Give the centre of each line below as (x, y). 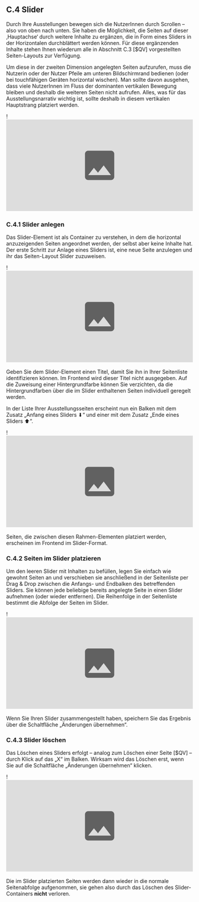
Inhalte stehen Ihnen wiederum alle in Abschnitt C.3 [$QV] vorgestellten (94, 49)
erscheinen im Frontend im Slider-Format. (57, 543)
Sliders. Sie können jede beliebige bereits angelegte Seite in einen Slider (94, 590)
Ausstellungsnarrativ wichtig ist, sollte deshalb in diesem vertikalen (88, 98)
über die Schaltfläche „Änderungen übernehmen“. (67, 724)
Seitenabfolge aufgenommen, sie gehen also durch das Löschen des (90, 887)
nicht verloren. (52, 893)
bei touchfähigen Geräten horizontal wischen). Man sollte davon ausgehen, (98, 79)
